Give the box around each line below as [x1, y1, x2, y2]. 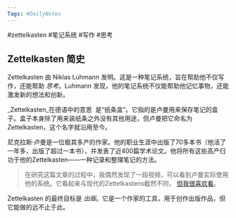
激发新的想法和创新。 [7, 91, 69, 99]
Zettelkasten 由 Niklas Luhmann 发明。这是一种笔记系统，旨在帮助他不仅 [7, 73, 218, 82]
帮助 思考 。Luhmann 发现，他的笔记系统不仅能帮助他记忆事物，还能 [31, 82, 230, 90]
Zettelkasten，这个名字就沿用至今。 [7, 123, 111, 132]
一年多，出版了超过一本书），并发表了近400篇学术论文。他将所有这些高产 [7, 147, 220, 155]
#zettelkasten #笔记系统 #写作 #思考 [7, 30, 113, 39]
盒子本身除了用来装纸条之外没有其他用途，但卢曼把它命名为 [19, 114, 192, 123]
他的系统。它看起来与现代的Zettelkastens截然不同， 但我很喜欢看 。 [24, 179, 221, 188]
